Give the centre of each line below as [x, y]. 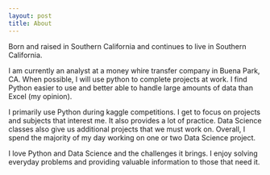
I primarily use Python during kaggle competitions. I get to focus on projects [135, 112]
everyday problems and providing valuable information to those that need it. [134, 161]
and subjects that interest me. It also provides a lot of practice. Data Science [135, 120]
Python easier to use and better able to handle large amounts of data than [131, 87]
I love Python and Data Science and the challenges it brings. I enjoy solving [133, 153]
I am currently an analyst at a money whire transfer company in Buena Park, [134, 70]
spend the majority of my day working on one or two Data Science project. [132, 137]
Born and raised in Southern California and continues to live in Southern [128, 46]
